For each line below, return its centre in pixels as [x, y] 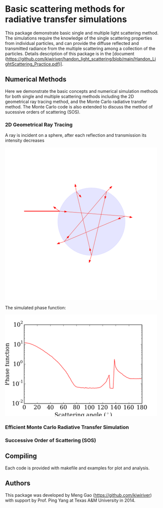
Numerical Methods [36, 79]
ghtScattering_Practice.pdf [32, 64]
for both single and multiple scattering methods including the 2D [70, 96]
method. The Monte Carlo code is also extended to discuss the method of [79, 106]
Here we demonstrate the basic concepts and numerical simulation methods [81, 91]
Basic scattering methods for [65, 9]
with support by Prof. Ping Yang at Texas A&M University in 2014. [70, 500]
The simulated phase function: [36, 308]
